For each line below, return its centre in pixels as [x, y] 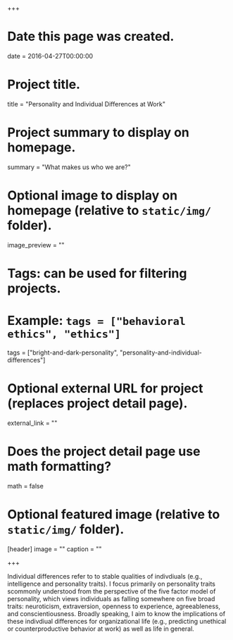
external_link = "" [32, 423]
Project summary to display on [99, 133]
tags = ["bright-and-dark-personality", [63, 352]
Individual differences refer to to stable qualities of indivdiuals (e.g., [105, 576]
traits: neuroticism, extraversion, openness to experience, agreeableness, [114, 606]
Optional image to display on [93, 195]
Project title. [44, 85]
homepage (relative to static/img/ [109, 210]
